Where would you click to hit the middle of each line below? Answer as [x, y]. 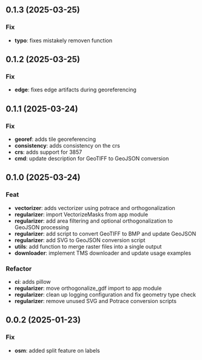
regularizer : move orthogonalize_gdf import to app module [88, 288]
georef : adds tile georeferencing [55, 139]
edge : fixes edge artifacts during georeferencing [76, 90]
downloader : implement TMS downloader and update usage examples [103, 253]
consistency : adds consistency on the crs [67, 146]
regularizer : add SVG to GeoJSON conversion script [80, 240]
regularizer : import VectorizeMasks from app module [81, 214]
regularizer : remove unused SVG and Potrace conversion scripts [96, 301]
